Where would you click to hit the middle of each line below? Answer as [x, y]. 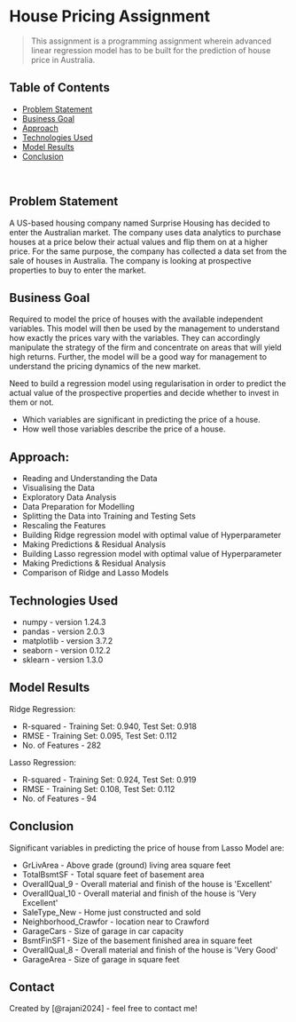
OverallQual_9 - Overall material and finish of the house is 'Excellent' [147, 883]
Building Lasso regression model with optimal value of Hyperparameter [152, 554]
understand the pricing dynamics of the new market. [105, 367]
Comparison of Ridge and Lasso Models [95, 573]
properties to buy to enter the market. [78, 270]
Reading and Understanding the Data [90, 479]
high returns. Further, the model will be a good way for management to [138, 357]
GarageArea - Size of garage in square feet [101, 959]
